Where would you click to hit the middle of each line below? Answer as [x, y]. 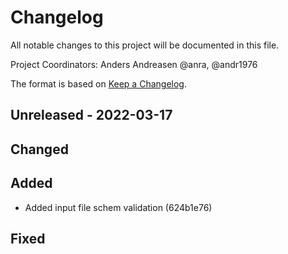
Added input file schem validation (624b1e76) [118, 207]
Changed [39, 149]
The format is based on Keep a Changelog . [98, 83]
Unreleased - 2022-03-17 [91, 115]
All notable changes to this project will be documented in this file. [145, 45]
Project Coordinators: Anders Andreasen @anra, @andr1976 [134, 64]
